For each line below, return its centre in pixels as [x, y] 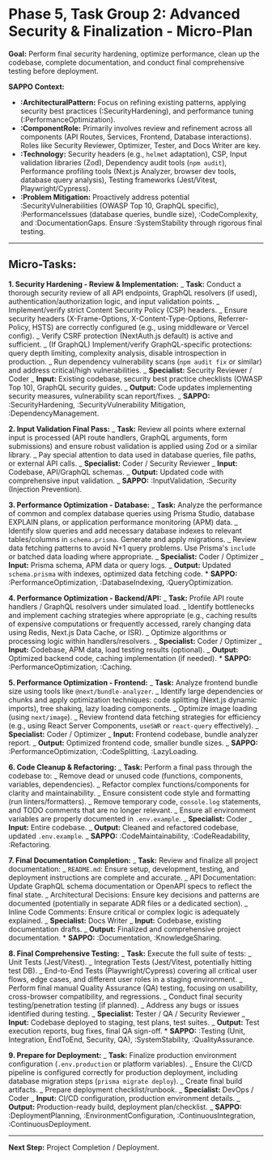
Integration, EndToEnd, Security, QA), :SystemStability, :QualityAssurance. [132, 1039]
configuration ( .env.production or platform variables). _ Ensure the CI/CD [130, 1064]
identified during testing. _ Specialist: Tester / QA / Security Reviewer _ [127, 1013]
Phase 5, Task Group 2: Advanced [124, 14]
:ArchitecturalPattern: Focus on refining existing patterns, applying [133, 102]
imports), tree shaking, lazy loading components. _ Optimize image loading [133, 708]
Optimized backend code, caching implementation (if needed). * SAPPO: [130, 658]
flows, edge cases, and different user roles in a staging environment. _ [125, 979]
